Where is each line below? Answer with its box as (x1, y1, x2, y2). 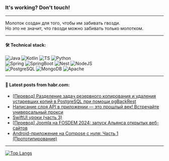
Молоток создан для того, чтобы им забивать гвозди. (5, 20, 121, 26)
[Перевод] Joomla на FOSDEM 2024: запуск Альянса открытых (12, 119, 148, 125)
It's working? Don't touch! (5, 4, 70, 11)
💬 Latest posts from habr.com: (5, 82, 70, 88)
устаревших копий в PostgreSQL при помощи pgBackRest (12, 98, 136, 104)
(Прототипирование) (12, 135, 57, 141)
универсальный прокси (12, 109, 64, 115)
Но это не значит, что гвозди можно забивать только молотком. (5, 26, 144, 32)
